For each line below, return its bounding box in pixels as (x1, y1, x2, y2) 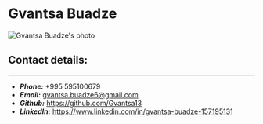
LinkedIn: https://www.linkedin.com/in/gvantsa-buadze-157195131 (19, 107, 233, 116)
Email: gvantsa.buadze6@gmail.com (19, 89, 139, 99)
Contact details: (8, 53, 88, 67)
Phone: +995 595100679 (19, 82, 101, 91)
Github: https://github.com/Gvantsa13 (19, 98, 142, 108)
